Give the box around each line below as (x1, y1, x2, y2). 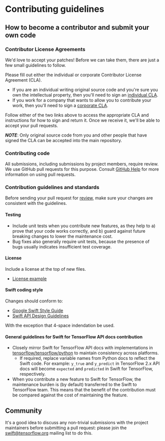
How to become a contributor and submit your (5, 23, 149, 32)
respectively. (19, 371, 46, 377)
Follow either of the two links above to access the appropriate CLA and (5, 112, 149, 118)
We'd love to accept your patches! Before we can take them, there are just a (5, 57, 159, 63)
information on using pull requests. (5, 172, 76, 178)
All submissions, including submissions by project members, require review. (5, 161, 159, 167)
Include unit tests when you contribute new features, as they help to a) (12, 223, 156, 229)
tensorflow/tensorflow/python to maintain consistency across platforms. (12, 350, 159, 356)
